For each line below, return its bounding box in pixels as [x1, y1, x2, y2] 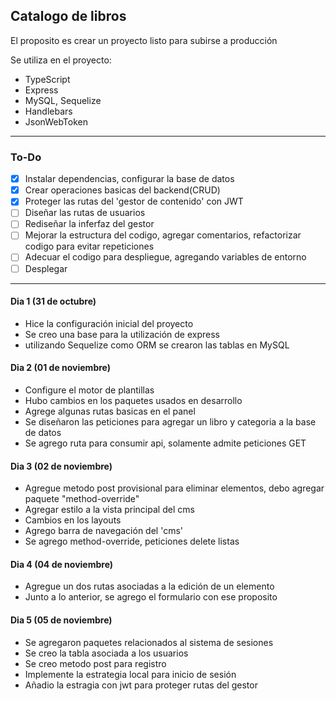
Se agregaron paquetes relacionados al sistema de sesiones [24, 636, 274, 648]
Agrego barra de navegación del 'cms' [24, 525, 183, 537]
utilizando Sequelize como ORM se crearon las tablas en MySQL [24, 339, 290, 351]
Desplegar [24, 262, 68, 274]
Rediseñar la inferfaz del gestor [24, 218, 155, 230]
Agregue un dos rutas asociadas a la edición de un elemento [24, 580, 275, 593]
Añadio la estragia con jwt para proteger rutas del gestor [24, 679, 258, 691]
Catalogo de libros [10, 8, 127, 25]
